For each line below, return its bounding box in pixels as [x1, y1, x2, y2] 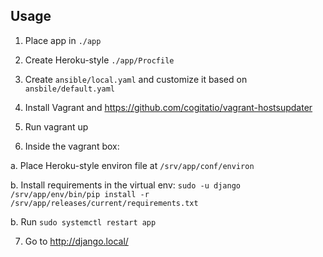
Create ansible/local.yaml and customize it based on [24, 73, 248, 85]
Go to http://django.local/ [24, 235, 129, 247]
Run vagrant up [24, 120, 89, 133]
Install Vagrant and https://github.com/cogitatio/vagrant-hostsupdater [24, 101, 313, 113]
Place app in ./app [24, 34, 102, 46]
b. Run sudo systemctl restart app [10, 215, 157, 228]
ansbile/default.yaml [24, 84, 115, 94]
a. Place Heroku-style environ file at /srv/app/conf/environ [10, 159, 255, 171]
